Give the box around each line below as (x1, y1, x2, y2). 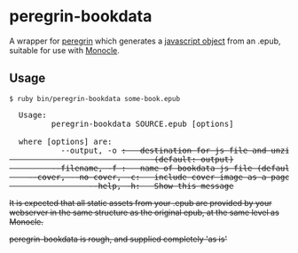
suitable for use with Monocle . (9, 44, 120, 55)
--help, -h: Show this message (88, 180, 234, 191)
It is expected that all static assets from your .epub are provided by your (9, 197, 272, 208)
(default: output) (153, 154, 234, 164)
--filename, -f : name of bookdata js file (51, 162, 253, 173)
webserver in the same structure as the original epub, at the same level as (9, 207, 279, 217)
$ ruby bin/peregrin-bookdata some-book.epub (9, 94, 180, 103)
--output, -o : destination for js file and (60, 145, 267, 155)
